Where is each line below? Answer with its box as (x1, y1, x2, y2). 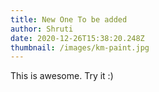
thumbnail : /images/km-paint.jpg (10, 42, 150, 53)
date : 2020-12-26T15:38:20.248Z (10, 33, 145, 43)
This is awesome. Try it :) (10, 70, 114, 82)
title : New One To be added (10, 14, 128, 25)
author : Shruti (10, 24, 74, 34)
